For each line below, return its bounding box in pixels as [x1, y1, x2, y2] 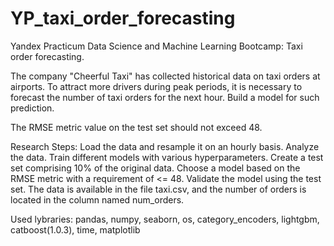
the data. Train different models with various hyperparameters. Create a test [10, 151, 324, 163]
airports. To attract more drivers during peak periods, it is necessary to [10, 80, 303, 92]
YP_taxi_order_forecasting [10, 7, 236, 30]
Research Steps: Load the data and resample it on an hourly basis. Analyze [10, 140, 320, 152]
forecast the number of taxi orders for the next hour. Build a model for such [10, 91, 320, 103]
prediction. [10, 102, 55, 114]
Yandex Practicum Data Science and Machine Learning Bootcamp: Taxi [10, 40, 303, 52]
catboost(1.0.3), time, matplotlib [10, 223, 141, 236]
